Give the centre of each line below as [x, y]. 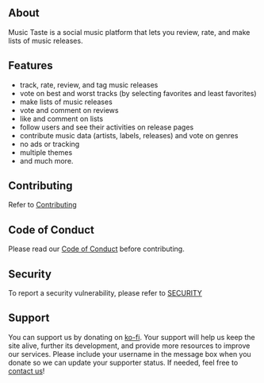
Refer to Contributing [42, 205]
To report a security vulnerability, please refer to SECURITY [105, 293]
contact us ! [27, 371]
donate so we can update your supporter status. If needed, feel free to [123, 362]
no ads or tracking [50, 144]
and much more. [46, 161]
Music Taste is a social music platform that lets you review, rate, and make [129, 32]
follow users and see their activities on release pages [107, 127]
